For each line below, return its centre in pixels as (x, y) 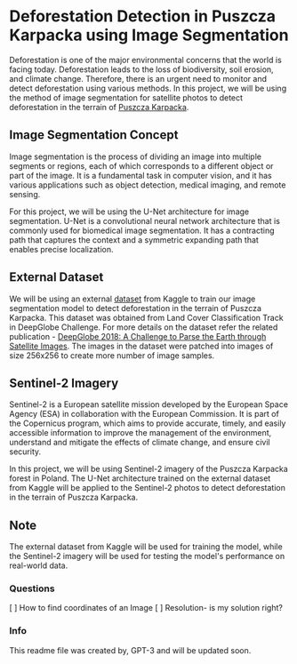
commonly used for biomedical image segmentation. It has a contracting (142, 230)
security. (25, 452)
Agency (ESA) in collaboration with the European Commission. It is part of (144, 414)
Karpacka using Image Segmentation (149, 35)
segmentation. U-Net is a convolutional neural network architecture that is (144, 220)
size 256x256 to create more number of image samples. (112, 355)
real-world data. (39, 565)
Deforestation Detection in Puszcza (143, 16)
